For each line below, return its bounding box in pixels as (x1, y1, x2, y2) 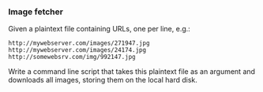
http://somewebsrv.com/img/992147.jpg (8, 53, 136, 61)
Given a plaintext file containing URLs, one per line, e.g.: (8, 24, 191, 34)
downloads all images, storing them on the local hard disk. (8, 75, 197, 85)
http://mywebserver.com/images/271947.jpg (8, 39, 150, 47)
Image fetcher (8, 6, 63, 17)
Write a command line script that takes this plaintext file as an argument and (8, 67, 255, 76)
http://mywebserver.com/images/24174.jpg (8, 46, 147, 54)
